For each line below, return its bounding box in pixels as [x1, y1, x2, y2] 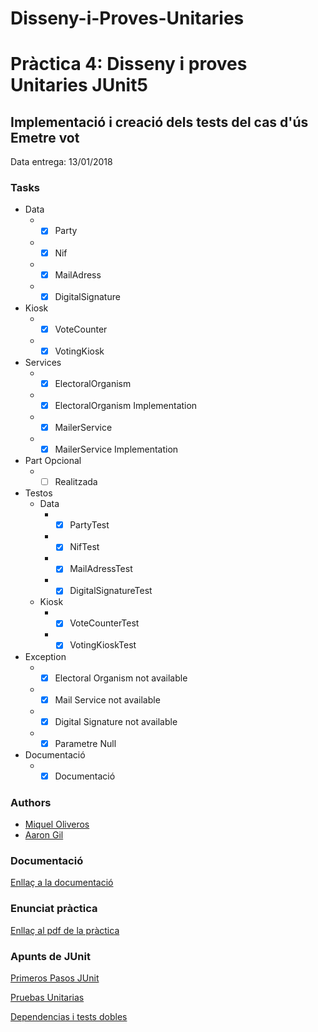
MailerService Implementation [54, 443, 179, 456]
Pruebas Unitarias [10, 992, 85, 1004]
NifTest [69, 541, 100, 553]
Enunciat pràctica [10, 902, 98, 916]
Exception [24, 650, 67, 662]
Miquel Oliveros [24, 818, 90, 831]
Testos [24, 487, 53, 499]
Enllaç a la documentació [10, 877, 114, 889]
